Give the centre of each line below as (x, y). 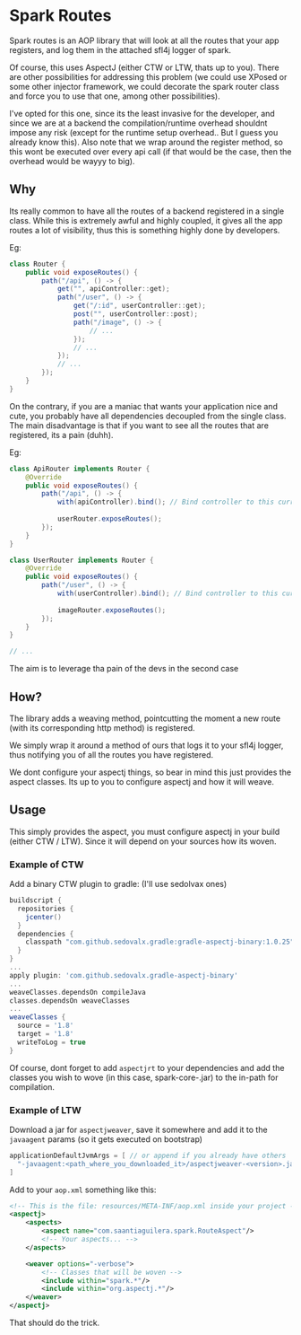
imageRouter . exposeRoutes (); (112, 610)
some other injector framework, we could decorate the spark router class (144, 86)
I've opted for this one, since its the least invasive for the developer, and (142, 113)
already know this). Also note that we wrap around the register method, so (146, 142)
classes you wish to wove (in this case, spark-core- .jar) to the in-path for (144, 1077)
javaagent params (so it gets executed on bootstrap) (106, 1139)
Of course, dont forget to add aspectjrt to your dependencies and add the (147, 1067)
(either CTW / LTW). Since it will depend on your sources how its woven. (143, 841)
